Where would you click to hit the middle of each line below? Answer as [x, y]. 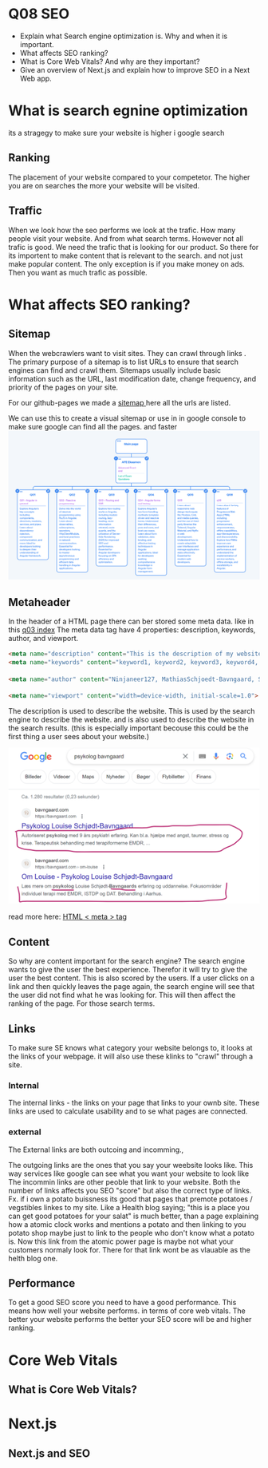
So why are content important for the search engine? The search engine [127, 961]
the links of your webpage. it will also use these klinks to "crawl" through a [131, 1056]
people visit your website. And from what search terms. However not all [126, 238]
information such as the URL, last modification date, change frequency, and [132, 378]
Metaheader [39, 602]
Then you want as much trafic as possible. [78, 272]
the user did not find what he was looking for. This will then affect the [122, 995]
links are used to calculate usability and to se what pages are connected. [128, 1111]
